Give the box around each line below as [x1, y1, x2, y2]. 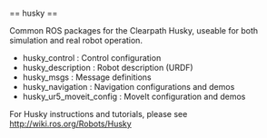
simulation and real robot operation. [9, 35, 143, 45]
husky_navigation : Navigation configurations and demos [22, 82, 235, 92]
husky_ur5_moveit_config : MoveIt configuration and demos [22, 91, 246, 102]
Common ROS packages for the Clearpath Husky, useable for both [9, 25, 259, 35]
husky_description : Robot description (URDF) [22, 63, 193, 73]
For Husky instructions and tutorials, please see [9, 109, 188, 119]
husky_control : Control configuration [22, 53, 162, 63]
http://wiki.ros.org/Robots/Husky [9, 118, 132, 129]
